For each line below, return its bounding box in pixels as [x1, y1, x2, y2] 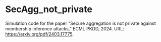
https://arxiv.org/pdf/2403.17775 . [5, 31, 74, 37]
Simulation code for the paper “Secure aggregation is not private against [5, 20, 156, 26]
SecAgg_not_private [5, 4, 92, 15]
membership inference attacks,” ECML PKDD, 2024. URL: [5, 25, 125, 31]
